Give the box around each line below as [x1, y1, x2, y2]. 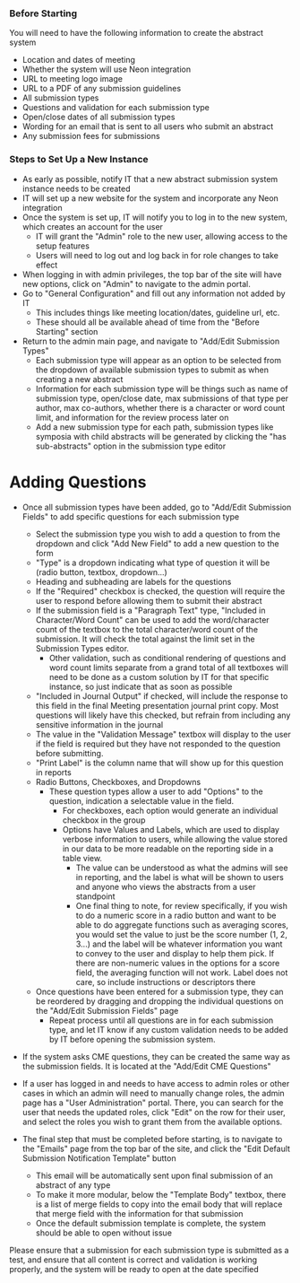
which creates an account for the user [21, 221, 164, 231]
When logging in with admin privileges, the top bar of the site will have [21, 268, 282, 280]
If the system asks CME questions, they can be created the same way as [21, 1051, 291, 1061]
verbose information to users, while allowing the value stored [62, 834, 288, 844]
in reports [35, 766, 72, 778]
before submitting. [35, 747, 104, 758]
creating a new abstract [35, 373, 124, 384]
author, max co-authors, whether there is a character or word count [35, 402, 286, 413]
